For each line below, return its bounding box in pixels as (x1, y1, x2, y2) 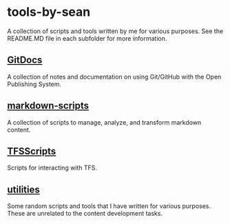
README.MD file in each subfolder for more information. (7, 34, 167, 42)
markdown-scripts (7, 100, 90, 112)
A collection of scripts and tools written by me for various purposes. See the (7, 27, 224, 35)
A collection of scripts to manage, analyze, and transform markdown (7, 118, 202, 126)
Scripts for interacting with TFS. (7, 163, 98, 172)
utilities (7, 183, 40, 195)
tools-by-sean (7, 4, 91, 20)
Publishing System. (7, 80, 62, 88)
